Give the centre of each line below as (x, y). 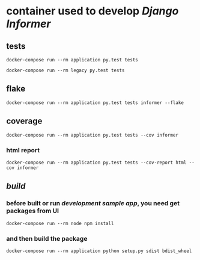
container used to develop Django (92, 11)
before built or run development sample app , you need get (93, 203)
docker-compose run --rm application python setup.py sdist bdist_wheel (99, 251)
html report (23, 150)
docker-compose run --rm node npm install (60, 223)
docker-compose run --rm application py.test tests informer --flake (95, 103)
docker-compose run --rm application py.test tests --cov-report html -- (101, 162)
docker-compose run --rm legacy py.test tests (65, 70)
